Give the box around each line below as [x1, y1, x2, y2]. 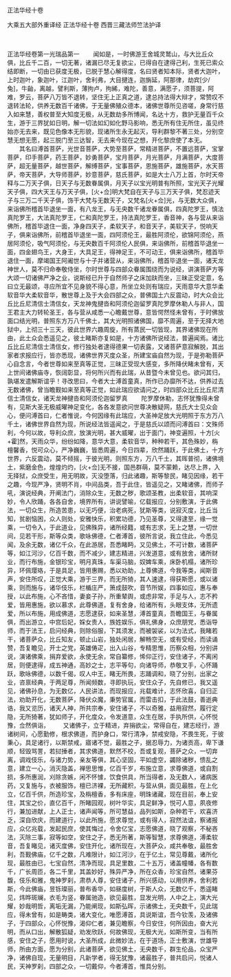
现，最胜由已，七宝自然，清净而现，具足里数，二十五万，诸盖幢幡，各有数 [7, 859, 218, 867]
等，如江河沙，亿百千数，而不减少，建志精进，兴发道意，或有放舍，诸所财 [7, 549, 218, 557]
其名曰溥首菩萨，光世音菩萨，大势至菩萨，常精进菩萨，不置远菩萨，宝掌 [19, 145, 224, 153]
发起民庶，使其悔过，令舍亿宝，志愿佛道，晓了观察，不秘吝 [49, 825, 218, 832]
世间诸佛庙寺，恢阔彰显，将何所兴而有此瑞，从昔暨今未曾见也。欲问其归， [12, 368, 224, 377]
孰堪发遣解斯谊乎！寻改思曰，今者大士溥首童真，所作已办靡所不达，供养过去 [7, 377, 224, 385]
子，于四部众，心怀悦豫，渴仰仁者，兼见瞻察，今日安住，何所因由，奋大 [7, 919, 212, 927]
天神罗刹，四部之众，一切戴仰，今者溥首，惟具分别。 [19, 963, 170, 970]
